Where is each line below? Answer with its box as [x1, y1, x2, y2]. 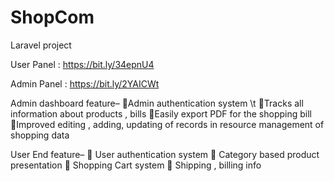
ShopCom [10, 6, 95, 29]
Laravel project [10, 39, 72, 51]
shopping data [10, 129, 70, 141]
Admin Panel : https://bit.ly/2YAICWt [10, 77, 160, 90]
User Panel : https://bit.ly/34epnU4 [10, 58, 155, 70]
